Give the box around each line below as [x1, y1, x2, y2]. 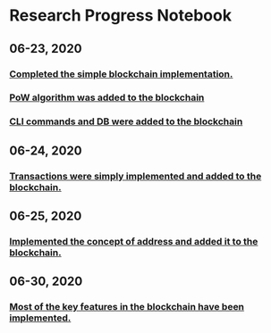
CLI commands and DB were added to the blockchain [9, 115, 243, 128]
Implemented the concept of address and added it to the [9, 235, 258, 247]
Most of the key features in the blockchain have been [9, 301, 244, 313]
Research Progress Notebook [9, 5, 233, 26]
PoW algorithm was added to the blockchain [9, 91, 205, 104]
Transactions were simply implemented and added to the [9, 170, 262, 182]
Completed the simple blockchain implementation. [9, 68, 233, 80]
